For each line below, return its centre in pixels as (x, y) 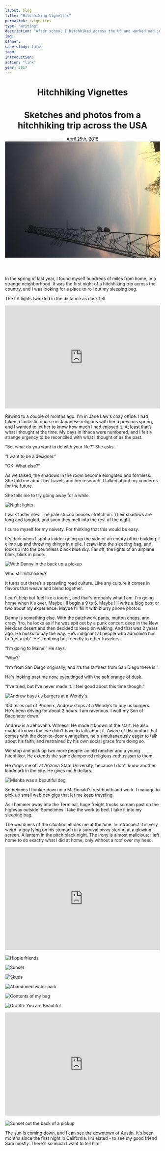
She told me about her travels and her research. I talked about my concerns (82, 480)
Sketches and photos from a (82, 115)
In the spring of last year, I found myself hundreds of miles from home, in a (81, 279)
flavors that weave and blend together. (44, 588)
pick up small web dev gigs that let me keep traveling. (59, 795)
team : (11, 52)
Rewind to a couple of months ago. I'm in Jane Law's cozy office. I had (77, 416)
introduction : (20, 57)
